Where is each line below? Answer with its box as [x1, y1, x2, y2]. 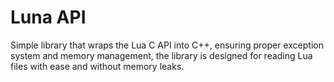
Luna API [10, 6, 87, 29]
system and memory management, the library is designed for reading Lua [10, 49, 313, 61]
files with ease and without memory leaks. [10, 60, 185, 72]
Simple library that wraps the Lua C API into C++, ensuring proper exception [10, 39, 324, 51]
